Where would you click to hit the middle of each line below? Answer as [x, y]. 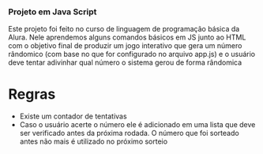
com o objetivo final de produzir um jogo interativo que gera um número [125, 46]
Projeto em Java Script [53, 12]
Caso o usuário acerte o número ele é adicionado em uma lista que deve [137, 125]
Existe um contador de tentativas [73, 116]
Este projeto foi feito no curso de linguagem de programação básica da [124, 29]
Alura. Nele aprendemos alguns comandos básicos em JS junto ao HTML [127, 37]
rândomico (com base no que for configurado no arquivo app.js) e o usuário [131, 54]
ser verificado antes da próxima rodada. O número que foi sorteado [129, 133]
